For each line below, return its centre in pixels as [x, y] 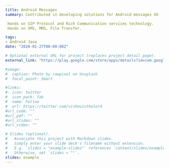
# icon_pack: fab [24, 97]
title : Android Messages [31, 10]
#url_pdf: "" [19, 116]
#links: [13, 88]
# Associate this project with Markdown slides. [59, 139]
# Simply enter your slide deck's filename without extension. [75, 143]
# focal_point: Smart [29, 79]
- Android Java [21, 42]
